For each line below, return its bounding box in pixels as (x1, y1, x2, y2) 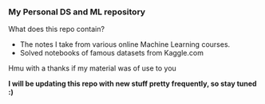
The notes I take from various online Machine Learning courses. (19, 40, 231, 49)
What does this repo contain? (8, 25, 105, 34)
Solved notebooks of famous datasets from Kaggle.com (19, 48, 204, 58)
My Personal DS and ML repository (8, 6, 146, 17)
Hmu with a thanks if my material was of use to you (8, 64, 177, 73)
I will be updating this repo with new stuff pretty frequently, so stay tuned (8, 79, 257, 89)
